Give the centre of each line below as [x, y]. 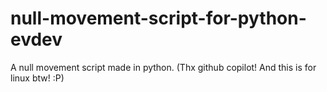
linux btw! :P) [37, 78]
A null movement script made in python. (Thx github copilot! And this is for [163, 67]
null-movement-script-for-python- [158, 18]
